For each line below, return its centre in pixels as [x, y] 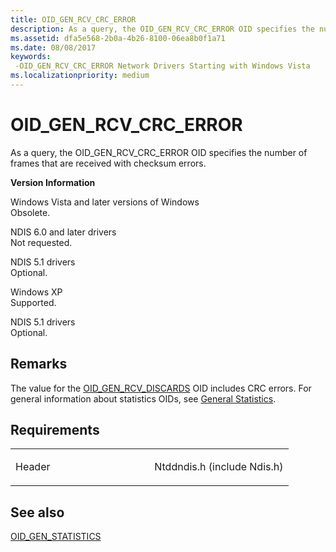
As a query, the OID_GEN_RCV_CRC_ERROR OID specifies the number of [159, 152]
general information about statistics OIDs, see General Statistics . [143, 398]
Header [33, 467]
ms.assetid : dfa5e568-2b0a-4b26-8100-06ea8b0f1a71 [118, 38]
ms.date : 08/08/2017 [53, 47]
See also [37, 512]
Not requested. [41, 242]
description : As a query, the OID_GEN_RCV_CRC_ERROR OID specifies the [162, 29]
